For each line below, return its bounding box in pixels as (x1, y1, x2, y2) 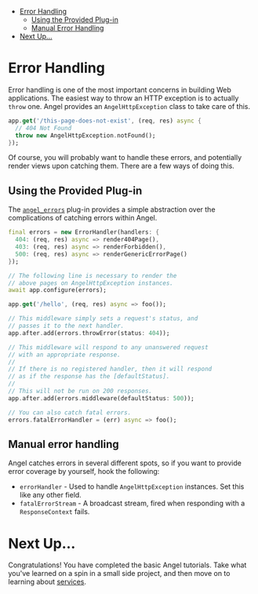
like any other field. (19, 490, 82, 500)
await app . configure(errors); (8, 286, 107, 294)
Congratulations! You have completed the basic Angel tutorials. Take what (8, 560, 247, 570)
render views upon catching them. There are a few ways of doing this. (8, 161, 235, 171)
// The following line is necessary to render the (8, 271, 177, 279)
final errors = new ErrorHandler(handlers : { (8, 228, 159, 236)
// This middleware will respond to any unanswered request (8, 343, 209, 352)
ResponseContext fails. (19, 507, 90, 516)
